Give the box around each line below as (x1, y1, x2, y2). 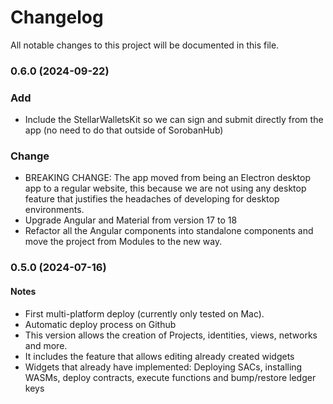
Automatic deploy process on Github (24, 318, 177, 330)
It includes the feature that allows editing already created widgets (24, 350, 295, 362)
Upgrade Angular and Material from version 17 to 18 (24, 214, 238, 226)
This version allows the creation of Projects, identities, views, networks (24, 329, 318, 341)
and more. (24, 339, 68, 351)
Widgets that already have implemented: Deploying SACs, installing (24, 361, 303, 373)
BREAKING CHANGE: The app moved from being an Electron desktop (24, 172, 312, 184)
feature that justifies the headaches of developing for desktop (24, 193, 280, 205)
